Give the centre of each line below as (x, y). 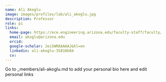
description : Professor (30, 19)
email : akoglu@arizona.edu (37, 37)
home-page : (21, 32)
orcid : (16, 42)
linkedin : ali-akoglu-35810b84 (42, 51)
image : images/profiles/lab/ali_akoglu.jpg (51, 14)
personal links (19, 75)
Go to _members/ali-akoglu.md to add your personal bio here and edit (76, 69)
